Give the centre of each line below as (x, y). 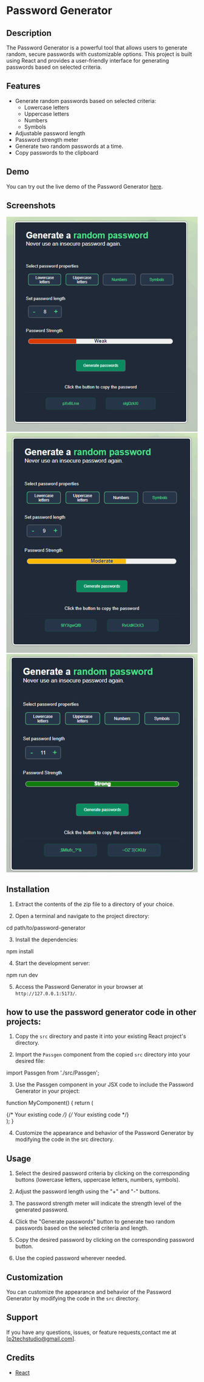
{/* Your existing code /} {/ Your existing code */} (68, 1115)
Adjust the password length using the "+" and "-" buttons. (88, 1191)
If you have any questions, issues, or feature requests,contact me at (91, 1332)
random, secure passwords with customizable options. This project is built (99, 54)
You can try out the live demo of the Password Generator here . (85, 186)
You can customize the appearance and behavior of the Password (89, 1292)
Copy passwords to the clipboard (57, 152)
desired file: (30, 1061)
